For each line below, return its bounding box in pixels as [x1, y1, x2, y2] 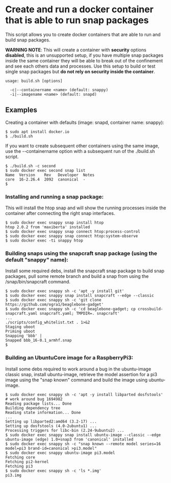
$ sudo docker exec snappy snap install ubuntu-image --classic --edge [5, 432, 161, 437]
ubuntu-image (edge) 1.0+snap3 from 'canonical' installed [5, 436, 134, 442]
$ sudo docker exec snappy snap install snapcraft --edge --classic [5, 293, 154, 298]
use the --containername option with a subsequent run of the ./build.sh [5, 148, 155, 154]
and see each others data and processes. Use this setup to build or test [5, 63, 156, 69]
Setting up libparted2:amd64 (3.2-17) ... [5, 419, 97, 424]
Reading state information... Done [5, 410, 81, 415]
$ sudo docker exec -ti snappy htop [5, 238, 83, 244]
